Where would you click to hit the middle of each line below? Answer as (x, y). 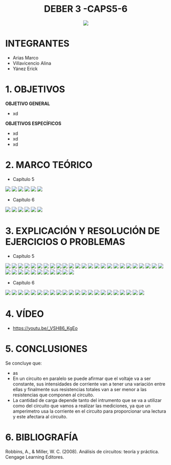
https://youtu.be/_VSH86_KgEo (45, 328)
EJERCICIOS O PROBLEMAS (65, 242)
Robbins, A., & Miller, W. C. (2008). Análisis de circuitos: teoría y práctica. (82, 451)
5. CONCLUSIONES (46, 349)
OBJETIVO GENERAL (28, 104)
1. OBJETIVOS (35, 89)
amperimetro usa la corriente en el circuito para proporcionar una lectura (89, 411)
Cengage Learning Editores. (35, 457)
